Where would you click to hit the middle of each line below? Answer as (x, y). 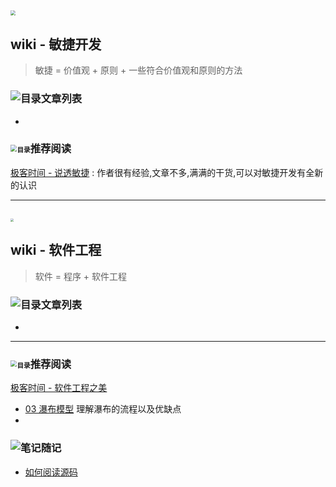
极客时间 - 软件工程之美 (59, 388)
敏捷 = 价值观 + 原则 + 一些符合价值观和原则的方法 (138, 70)
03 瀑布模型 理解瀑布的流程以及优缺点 (103, 409)
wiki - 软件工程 (56, 250)
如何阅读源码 (51, 472)
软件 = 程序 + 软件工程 (81, 276)
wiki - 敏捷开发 (56, 44)
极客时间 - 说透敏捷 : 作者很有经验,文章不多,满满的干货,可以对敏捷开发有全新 (167, 172)
